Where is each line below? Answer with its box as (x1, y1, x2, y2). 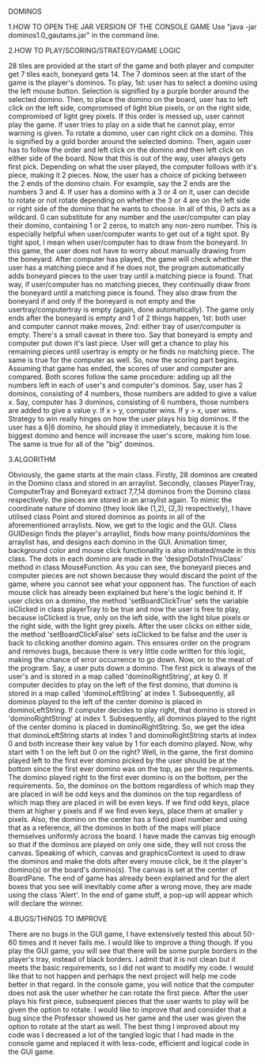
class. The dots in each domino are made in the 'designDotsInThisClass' (8, 554, 244, 563)
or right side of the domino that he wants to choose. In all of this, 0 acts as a (8, 204, 256, 213)
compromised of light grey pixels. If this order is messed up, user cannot (8, 112, 245, 121)
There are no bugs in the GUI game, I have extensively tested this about (8, 930, 242, 938)
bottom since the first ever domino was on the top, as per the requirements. (8, 764, 255, 774)
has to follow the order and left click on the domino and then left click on (8, 146, 244, 154)
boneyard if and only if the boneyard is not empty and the (8, 297, 196, 305)
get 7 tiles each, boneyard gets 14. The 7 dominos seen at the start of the (8, 70, 247, 78)
